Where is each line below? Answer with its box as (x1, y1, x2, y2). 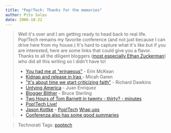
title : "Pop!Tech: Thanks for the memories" (5, 7, 102, 13)
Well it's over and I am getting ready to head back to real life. (17, 31, 147, 37)
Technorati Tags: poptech (17, 122, 73, 128)
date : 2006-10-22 (5, 17, 43, 22)
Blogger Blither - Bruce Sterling (25, 90, 92, 97)
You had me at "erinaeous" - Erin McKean (25, 68, 114, 74)
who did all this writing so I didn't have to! (17, 59, 106, 65)
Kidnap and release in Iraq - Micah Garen (25, 74, 113, 80)
